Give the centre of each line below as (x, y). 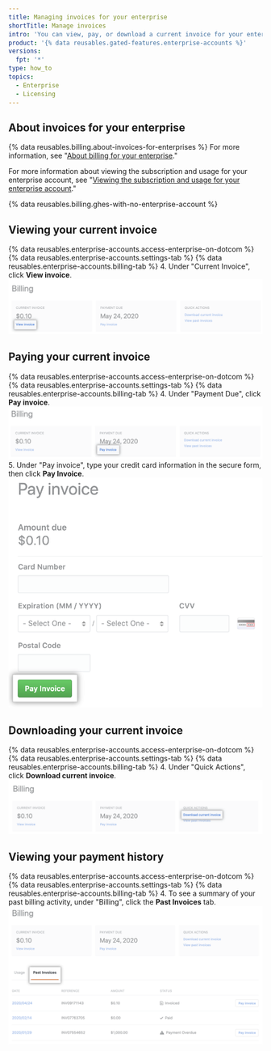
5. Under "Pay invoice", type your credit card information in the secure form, (135, 465)
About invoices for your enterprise (97, 127)
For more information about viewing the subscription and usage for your (128, 172)
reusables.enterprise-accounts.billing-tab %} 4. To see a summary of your (132, 893)
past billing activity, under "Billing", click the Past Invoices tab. (112, 902)
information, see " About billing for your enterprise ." (93, 156)
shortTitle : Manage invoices (57, 25)
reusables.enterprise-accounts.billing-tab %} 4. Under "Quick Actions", (127, 767)
